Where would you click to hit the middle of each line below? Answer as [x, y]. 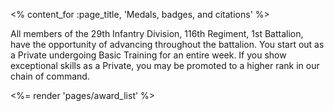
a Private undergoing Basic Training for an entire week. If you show [148, 55]
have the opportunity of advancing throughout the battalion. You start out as [167, 44]
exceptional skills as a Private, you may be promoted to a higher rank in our [165, 65]
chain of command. [50, 76]
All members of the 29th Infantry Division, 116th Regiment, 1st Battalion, [157, 33]
